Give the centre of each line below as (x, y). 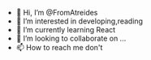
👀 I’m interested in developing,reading (80, 21)
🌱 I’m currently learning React (66, 30)
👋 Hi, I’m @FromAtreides (57, 13)
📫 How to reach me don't (59, 47)
